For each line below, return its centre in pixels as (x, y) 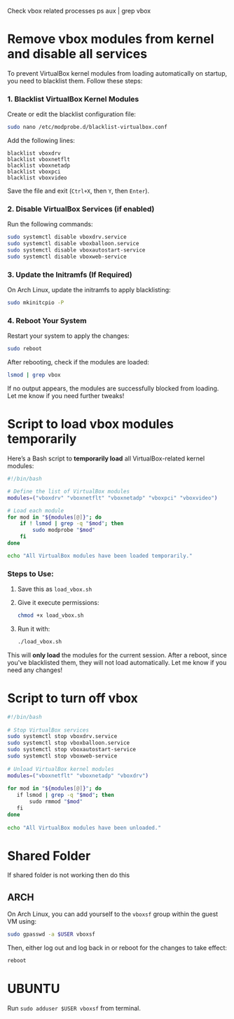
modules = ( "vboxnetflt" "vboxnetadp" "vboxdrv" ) (78, 775)
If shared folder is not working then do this (69, 875)
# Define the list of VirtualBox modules (69, 491)
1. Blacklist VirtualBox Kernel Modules (73, 99)
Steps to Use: (30, 573)
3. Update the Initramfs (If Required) (70, 275)
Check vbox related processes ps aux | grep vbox (79, 11)
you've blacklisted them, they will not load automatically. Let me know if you (117, 662)
